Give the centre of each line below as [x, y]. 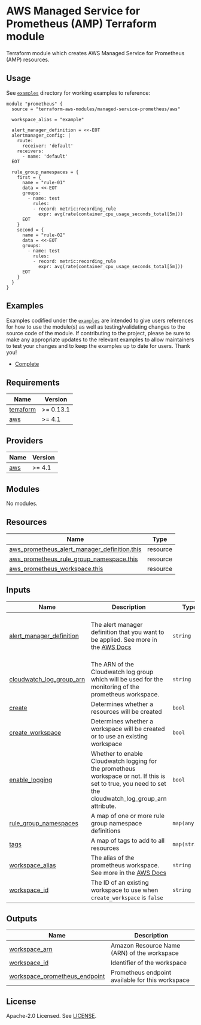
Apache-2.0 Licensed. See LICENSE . [51, 1016]
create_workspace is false [127, 897]
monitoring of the [115, 687]
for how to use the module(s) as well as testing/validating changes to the [96, 327]
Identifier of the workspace [149, 963]
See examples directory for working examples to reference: [78, 93]
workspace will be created [128, 729]
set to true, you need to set [128, 783]
